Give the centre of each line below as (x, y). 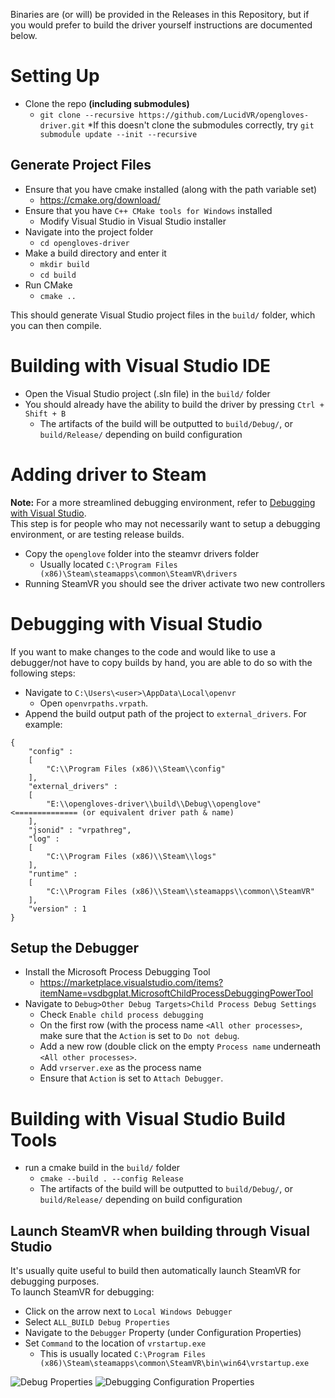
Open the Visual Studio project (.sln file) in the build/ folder (147, 393)
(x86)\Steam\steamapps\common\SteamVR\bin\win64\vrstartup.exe (174, 1364)
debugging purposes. (55, 1281)
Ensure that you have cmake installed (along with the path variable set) (171, 189)
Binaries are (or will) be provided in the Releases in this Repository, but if (160, 14)
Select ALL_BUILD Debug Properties (97, 1322)
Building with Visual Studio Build (148, 1118)
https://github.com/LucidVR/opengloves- (224, 115)
